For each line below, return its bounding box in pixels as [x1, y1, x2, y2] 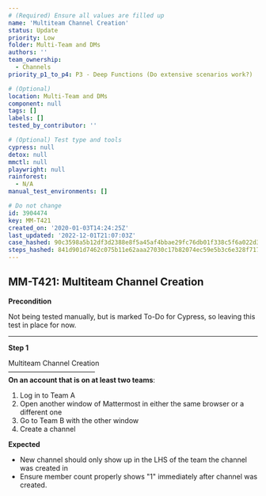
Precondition [8, 296, 52, 306]
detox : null [8, 151, 47, 158]
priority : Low [8, 33, 55, 42]
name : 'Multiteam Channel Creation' [8, 19, 129, 27]
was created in [19, 463, 69, 472]
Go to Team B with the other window [19, 415, 139, 425]
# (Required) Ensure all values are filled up [8, 11, 165, 20]
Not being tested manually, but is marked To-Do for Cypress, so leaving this [8, 311, 256, 321]
